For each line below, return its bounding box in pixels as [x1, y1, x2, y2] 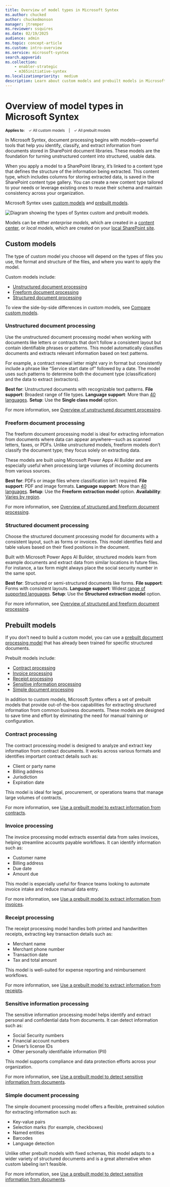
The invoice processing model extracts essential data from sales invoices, [5, 834, 159, 840]
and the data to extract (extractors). [5, 376, 80, 382]
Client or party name [12, 763, 56, 769]
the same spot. [5, 570, 36, 576]
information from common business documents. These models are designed [5, 707, 165, 714]
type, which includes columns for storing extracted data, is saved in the [5, 173, 154, 180]
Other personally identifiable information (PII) [12, 1049, 107, 1055]
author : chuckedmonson [5, 17, 53, 22]
